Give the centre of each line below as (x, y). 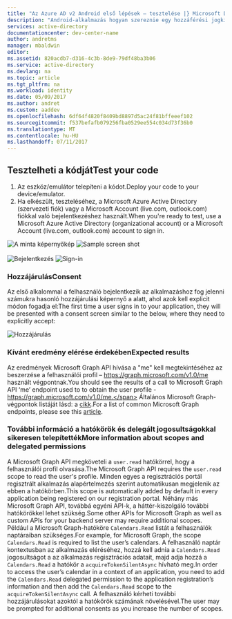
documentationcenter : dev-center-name (63, 33)
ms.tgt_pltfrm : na (33, 84)
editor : (18, 53)
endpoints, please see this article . (55, 411)
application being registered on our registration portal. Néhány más (103, 498)
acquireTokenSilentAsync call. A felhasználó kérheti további (91, 593)
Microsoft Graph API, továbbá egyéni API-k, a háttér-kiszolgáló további (108, 506)
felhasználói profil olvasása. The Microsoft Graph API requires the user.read (115, 469)
